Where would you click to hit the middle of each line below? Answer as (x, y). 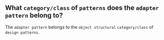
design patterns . (22, 32)
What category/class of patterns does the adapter (82, 8)
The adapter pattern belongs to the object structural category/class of (79, 27)
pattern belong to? (34, 16)
